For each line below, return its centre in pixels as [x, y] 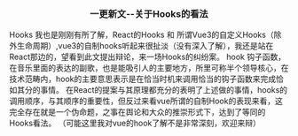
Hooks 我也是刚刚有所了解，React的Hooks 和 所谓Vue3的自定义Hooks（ [141, 35]
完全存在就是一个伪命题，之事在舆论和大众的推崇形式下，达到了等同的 [137, 112]
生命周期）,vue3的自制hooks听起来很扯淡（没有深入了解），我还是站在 [145, 46]
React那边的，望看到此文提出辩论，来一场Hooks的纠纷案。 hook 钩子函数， [148, 57]
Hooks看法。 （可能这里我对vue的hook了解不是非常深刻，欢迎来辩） [135, 123]
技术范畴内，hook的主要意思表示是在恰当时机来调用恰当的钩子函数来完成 [143, 79]
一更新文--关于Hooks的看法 [149, 13]
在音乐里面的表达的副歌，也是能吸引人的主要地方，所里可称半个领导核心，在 [149, 68]
